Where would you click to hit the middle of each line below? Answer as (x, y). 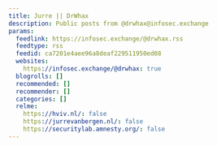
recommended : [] (43, 84)
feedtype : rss (39, 46)
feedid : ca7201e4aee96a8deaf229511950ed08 (89, 54)
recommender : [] (43, 91)
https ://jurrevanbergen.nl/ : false (83, 122)
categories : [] (41, 99)
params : (22, 31)
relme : (27, 106)
